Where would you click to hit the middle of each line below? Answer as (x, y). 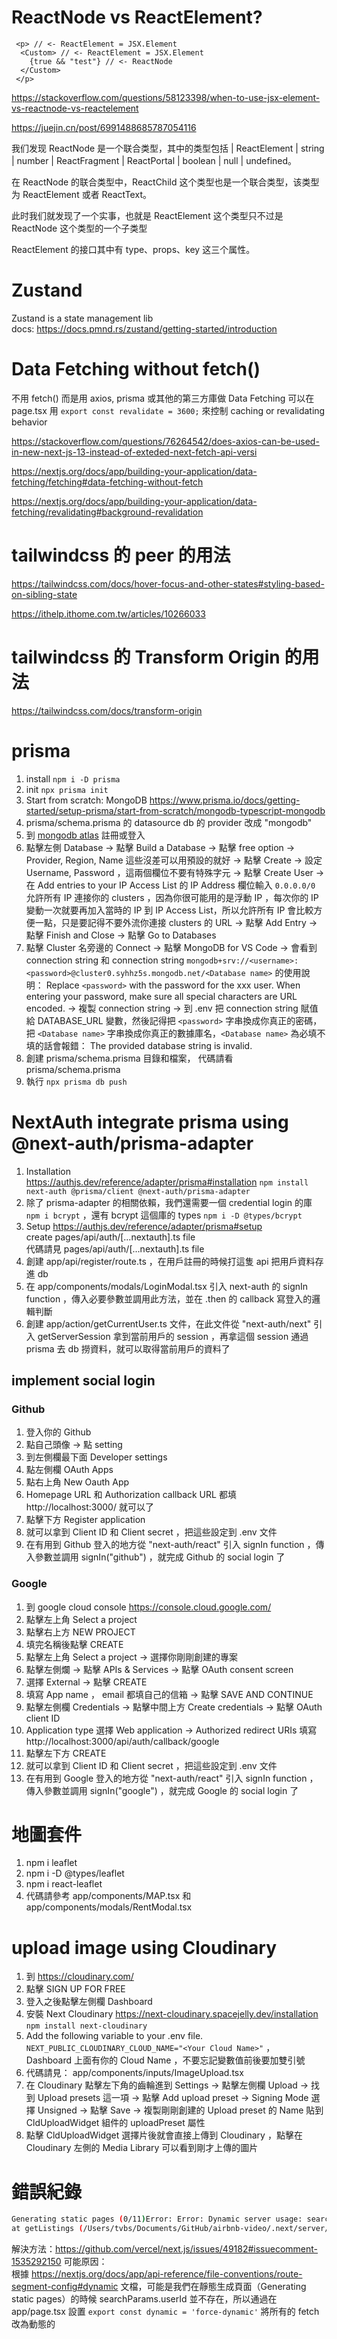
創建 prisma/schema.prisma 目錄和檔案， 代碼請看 (129, 1058)
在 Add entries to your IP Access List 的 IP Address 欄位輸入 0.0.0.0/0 (170, 885)
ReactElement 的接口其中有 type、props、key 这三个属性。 (133, 249)
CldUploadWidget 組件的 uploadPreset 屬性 (115, 2123)
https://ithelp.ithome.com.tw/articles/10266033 (108, 613)
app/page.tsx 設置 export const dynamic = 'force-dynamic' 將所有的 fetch (165, 2312)
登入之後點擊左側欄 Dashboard (89, 2002)
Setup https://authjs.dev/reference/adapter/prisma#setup (144, 1226)
